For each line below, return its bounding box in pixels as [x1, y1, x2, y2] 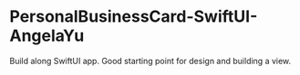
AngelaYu [9, 25, 85, 46]
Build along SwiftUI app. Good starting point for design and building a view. [9, 55, 292, 66]
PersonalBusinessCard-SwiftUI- [9, 6, 258, 27]
